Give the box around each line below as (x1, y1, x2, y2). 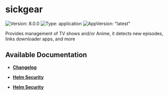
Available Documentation (5, 51, 88, 59)
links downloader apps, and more (5, 36, 75, 42)
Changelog (12, 64, 37, 70)
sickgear (5, 4, 43, 15)
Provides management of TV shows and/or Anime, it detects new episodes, (5, 30, 164, 36)
